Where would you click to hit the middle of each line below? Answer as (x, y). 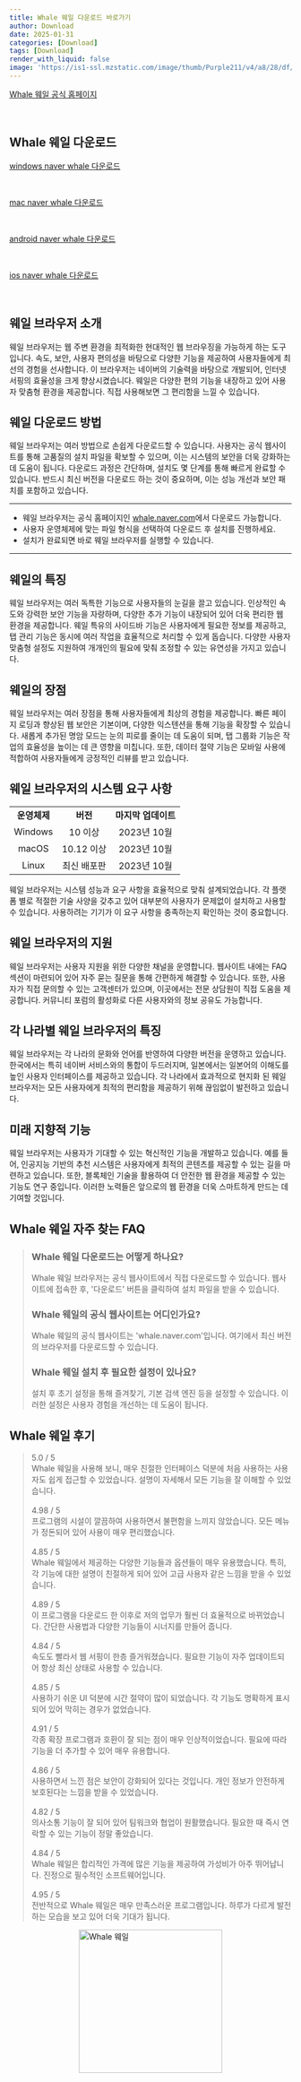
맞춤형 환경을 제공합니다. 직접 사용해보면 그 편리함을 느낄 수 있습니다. (139, 392)
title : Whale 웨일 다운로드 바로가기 (70, 17)
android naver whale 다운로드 (63, 238)
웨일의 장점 (38, 690)
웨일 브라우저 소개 (56, 324)
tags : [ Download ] (42, 51)
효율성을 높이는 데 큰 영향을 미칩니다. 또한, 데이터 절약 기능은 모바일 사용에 (156, 747)
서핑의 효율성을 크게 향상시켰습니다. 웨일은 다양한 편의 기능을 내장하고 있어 (140, 380)
